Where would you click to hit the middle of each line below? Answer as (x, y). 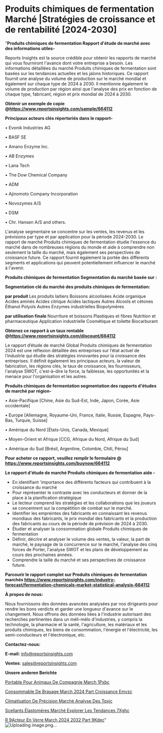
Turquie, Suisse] (31, 420)
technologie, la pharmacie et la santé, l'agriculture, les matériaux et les (76, 624)
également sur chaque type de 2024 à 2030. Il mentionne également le (77, 83)
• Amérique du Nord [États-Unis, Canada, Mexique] (57, 430)
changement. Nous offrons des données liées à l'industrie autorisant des (78, 614)
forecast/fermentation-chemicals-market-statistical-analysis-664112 (77, 585)
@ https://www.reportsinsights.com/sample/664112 (59, 109)
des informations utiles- (30, 48)
